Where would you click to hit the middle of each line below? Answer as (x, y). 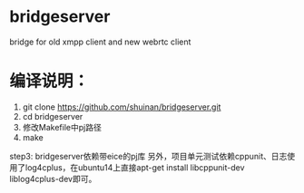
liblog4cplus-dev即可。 (53, 179)
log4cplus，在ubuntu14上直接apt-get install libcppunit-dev (135, 167)
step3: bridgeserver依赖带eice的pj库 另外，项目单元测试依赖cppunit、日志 (148, 156)
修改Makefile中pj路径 (62, 127)
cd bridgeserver (53, 116)
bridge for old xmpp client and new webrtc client (100, 42)
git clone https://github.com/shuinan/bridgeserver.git (122, 107)
